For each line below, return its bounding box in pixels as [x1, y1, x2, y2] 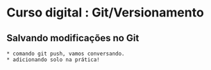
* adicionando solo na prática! [6, 56, 100, 63]
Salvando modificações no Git [6, 32, 140, 44]
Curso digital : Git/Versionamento [6, 5, 204, 21]
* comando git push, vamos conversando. [6, 50, 126, 57]
